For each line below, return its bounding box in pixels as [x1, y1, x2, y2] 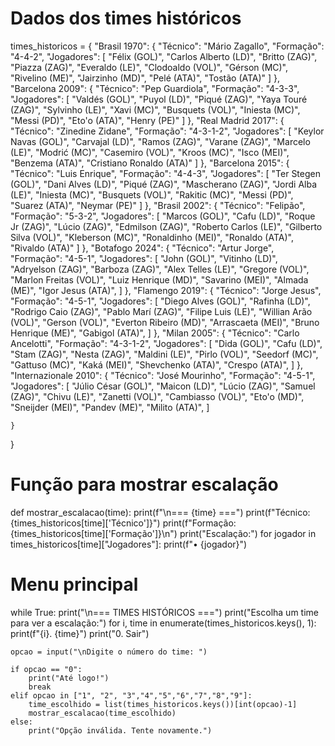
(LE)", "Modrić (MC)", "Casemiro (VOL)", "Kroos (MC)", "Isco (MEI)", [10, 146, 290, 158]
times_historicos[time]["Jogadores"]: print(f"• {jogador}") [10, 538, 248, 550]
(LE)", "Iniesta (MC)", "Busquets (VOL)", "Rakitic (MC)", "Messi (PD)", [10, 188, 294, 201]
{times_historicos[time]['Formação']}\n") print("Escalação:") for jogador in [10, 527, 317, 539]
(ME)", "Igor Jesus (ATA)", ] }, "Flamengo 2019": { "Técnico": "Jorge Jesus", [10, 284, 322, 296]
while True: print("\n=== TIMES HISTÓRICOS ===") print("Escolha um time [10, 606, 319, 618]
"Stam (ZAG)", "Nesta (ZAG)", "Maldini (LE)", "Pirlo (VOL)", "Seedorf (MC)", [10, 348, 319, 360]
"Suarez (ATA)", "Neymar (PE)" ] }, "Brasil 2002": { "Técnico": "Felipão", [10, 199, 306, 211]
